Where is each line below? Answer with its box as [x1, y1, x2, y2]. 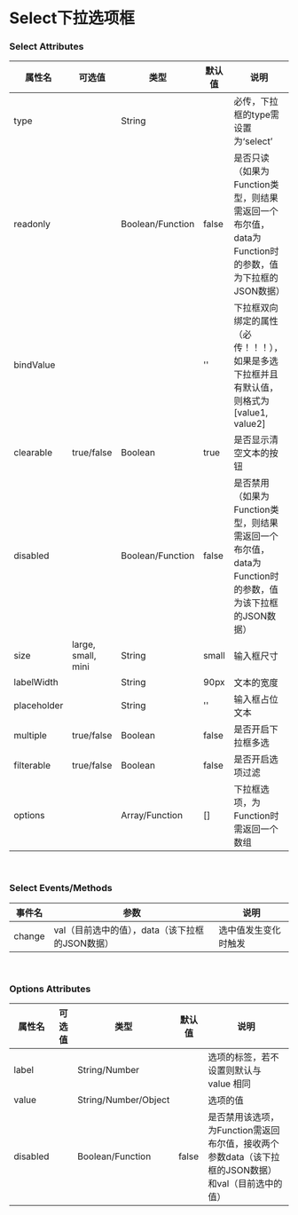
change [13, 929, 46, 942]
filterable [13, 760, 51, 772]
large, [72, 638, 96, 651]
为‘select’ [233, 135, 273, 147]
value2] [233, 418, 266, 430]
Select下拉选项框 [9, 8, 136, 28]
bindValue [13, 359, 56, 371]
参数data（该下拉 [208, 1151, 280, 1164]
